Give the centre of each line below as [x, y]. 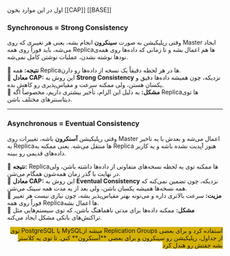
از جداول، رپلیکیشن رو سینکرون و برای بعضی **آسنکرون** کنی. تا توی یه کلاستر [120, 238]
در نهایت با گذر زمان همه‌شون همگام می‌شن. [64, 173]
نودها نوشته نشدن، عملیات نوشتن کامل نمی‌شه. [68, 57]
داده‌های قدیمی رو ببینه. [37, 153]
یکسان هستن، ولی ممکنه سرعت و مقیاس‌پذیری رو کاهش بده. [86, 85]
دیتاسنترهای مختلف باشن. [40, 99]
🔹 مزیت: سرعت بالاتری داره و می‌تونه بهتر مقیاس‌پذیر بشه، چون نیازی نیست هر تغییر [115, 195]
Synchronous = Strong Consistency [68, 27]
